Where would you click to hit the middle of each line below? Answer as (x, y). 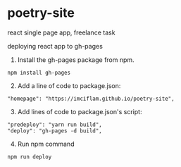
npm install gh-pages (39, 73)
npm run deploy (30, 156)
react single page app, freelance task (61, 32)
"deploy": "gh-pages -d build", (55, 131)
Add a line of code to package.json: (69, 85)
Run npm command (46, 144)
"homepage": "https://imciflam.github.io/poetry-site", (91, 99)
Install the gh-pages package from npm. (76, 60)
